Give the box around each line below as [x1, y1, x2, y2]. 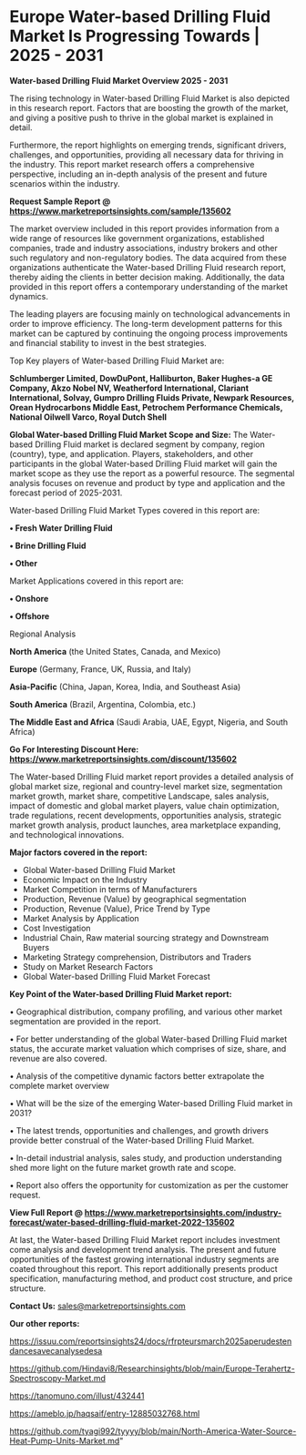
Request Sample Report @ [9, 196, 111, 207]
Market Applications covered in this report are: [9, 575, 184, 586]
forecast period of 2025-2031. [9, 487, 123, 498]
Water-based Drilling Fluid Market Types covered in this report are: [9, 504, 260, 515]
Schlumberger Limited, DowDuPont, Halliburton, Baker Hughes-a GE [9, 372, 273, 383]
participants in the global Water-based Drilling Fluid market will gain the [9, 458, 278, 469]
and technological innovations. [9, 829, 125, 839]
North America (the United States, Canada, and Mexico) [9, 646, 221, 656]
